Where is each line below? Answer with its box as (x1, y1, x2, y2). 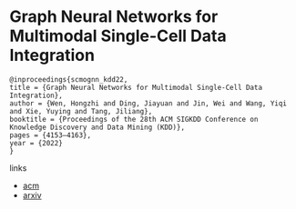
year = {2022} (9, 138, 64, 147)
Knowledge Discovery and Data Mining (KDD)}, (9, 123, 185, 132)
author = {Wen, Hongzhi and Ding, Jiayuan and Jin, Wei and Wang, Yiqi (9, 98, 287, 108)
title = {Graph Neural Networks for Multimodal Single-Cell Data (9, 83, 262, 92)
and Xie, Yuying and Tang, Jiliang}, (9, 106, 153, 115)
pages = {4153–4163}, (9, 130, 92, 140)
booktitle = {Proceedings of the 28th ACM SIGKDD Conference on (9, 114, 259, 124)
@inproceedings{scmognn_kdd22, (9, 75, 128, 84)
